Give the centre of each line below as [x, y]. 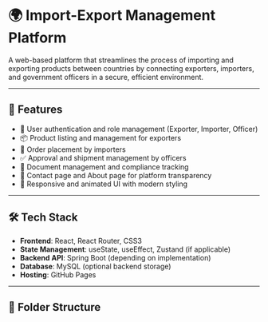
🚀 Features [35, 110]
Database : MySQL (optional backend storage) [95, 266]
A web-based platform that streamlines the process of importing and [121, 60]
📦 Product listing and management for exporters [100, 137]
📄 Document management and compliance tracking [104, 167]
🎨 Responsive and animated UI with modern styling [104, 184]
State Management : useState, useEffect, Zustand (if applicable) [125, 249]
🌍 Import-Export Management [112, 16]
